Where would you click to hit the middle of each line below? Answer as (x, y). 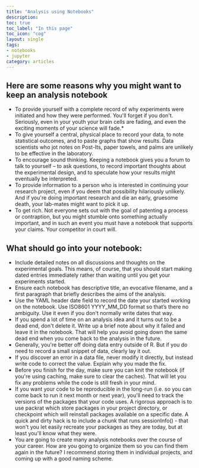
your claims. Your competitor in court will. (66, 229)
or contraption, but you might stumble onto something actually (91, 217)
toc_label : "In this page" (40, 28)
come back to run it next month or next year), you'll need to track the (99, 395)
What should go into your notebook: (74, 248)
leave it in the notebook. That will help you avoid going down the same (101, 332)
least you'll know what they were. (56, 433)
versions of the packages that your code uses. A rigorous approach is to (103, 402)
